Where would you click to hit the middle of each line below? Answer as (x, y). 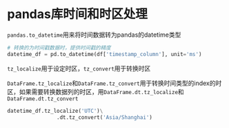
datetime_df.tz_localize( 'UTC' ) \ (55, 111)
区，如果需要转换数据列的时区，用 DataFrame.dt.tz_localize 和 (96, 91)
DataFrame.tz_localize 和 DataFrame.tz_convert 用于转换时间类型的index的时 (114, 83)
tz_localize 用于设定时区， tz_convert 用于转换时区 (79, 68)
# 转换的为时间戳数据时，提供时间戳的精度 (59, 48)
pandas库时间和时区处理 (78, 14)
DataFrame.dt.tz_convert (43, 99)
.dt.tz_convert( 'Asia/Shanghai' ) (104, 117)
